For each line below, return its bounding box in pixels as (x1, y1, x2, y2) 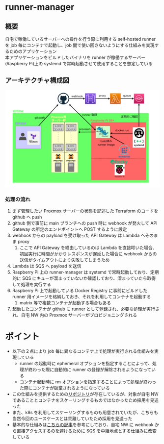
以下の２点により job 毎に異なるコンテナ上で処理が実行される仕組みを (12, 348, 155, 354)
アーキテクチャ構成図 (5, 76, 70, 85)
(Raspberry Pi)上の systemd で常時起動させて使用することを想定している (5, 61, 153, 66)
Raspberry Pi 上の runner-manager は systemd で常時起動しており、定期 (12, 269, 159, 275)
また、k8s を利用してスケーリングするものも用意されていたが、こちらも (12, 410, 159, 415)
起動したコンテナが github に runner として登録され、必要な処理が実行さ (12, 306, 160, 312)
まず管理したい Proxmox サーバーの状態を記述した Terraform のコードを (12, 208, 159, 214)
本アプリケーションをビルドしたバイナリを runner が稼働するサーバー (5, 54, 146, 60)
